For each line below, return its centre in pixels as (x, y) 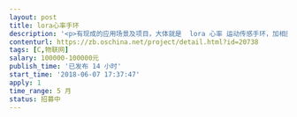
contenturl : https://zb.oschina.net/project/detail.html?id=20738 (134, 42)
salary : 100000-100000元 (54, 58)
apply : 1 (25, 83)
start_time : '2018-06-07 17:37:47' (75, 75)
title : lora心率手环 (44, 26)
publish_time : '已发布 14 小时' (65, 67)
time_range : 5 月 (41, 91)
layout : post (33, 17)
